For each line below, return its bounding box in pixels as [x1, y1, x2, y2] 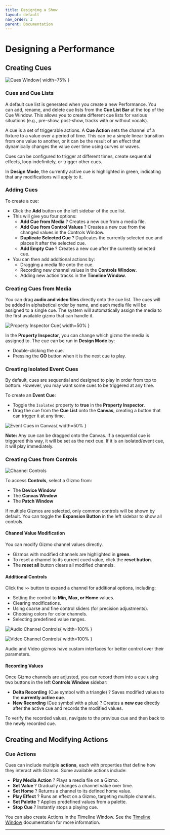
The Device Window [12, 487, 56, 493]
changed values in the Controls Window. [20, 229, 105, 235]
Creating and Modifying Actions [5, 735, 108, 744]
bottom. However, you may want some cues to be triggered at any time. [5, 382, 154, 388]
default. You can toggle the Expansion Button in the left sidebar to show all [5, 513, 162, 519]
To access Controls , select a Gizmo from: [5, 477, 92, 483]
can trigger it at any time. [12, 413, 65, 419]
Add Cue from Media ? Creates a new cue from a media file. [20, 219, 146, 225]
